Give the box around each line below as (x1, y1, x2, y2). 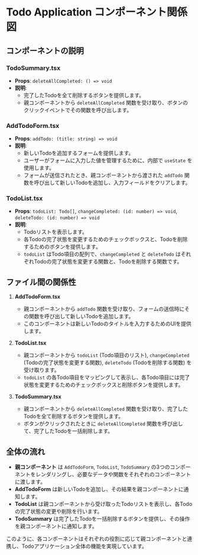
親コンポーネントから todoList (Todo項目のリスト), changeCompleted (23, 352, 190, 359)
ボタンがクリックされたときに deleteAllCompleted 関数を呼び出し (23, 420, 183, 427)
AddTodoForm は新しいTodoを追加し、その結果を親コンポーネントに (14, 486, 184, 493)
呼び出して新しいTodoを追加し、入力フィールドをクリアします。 (34, 179, 191, 187)
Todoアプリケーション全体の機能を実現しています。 (21, 543, 148, 550)
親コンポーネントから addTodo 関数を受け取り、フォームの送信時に (23, 306, 185, 313)
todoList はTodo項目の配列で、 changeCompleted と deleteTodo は (23, 251, 181, 258)
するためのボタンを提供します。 (23, 243, 102, 251)
